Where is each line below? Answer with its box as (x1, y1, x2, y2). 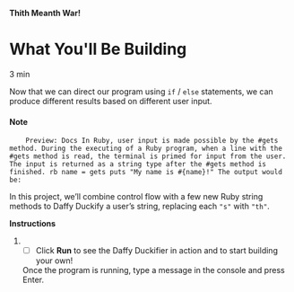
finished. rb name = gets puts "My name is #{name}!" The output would (9, 168, 282, 177)
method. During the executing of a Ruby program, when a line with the (9, 144, 282, 154)
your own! (35, 255, 73, 266)
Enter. (22, 274, 45, 286)
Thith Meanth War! (9, 8, 81, 18)
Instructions (9, 218, 56, 229)
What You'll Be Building (9, 40, 187, 59)
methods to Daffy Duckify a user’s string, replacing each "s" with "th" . (9, 201, 271, 212)
